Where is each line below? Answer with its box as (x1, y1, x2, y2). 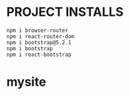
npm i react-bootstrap (6, 51, 72, 58)
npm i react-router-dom (6, 32, 75, 40)
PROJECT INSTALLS (6, 4, 124, 20)
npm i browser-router (6, 27, 69, 34)
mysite (6, 74, 46, 90)
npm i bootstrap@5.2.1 (6, 39, 72, 46)
